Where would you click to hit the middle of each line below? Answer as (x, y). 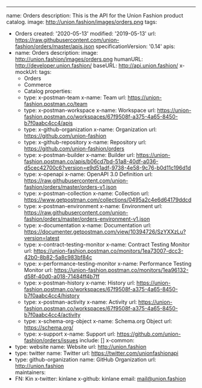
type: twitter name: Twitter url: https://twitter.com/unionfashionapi (96, 353)
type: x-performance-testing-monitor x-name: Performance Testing (108, 263)
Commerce (38, 85)
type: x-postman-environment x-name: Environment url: (93, 206)
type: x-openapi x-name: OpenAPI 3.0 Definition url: (88, 174)
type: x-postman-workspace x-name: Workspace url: (90, 110)
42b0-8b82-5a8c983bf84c (58, 257)
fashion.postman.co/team (56, 104)
